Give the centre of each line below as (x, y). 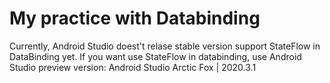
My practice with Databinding (135, 18)
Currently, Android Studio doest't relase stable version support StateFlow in (165, 46)
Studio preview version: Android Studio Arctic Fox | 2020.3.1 (133, 67)
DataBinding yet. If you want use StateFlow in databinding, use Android (155, 56)
